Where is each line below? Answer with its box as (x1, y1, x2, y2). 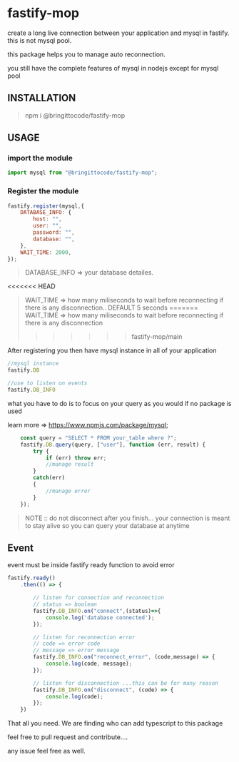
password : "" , (33, 229, 75, 236)
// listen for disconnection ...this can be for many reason (33, 679, 219, 686)
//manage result (45, 461, 94, 468)
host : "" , (33, 215, 62, 223)
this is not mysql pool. (7, 36, 72, 44)
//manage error (45, 487, 91, 494)
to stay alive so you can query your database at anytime (24, 521, 190, 529)
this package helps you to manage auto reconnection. (7, 50, 166, 59)
